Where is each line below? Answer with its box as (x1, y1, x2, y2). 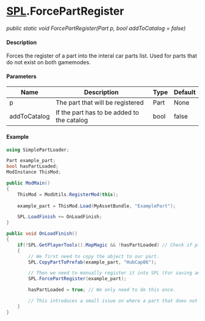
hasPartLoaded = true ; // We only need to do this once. (28, 287, 176, 293)
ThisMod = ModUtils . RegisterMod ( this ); (17, 191, 119, 197)
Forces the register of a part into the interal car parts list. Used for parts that (6, 52, 197, 59)
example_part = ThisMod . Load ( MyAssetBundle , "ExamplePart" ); (17, 203, 176, 209)
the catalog (56, 116, 88, 125)
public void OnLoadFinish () (6, 231, 78, 237)
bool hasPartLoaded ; (6, 163, 59, 169)
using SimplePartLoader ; (6, 147, 70, 153)
